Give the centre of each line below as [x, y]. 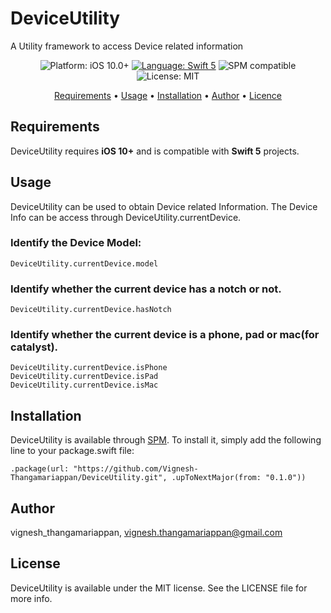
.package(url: [40, 469]
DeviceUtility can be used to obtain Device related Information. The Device [164, 206]
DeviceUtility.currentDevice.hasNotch [91, 310]
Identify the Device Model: [76, 243]
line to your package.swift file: [72, 451]
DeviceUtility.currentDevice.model [84, 263]
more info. [31, 598]
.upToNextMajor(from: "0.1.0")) [239, 478]
